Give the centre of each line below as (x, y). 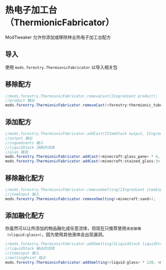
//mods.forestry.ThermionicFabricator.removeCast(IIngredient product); (82, 96)
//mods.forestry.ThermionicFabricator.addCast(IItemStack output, (75, 134)
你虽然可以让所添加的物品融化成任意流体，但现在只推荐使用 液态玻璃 (73, 228)
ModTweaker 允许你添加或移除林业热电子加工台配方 (58, 37)
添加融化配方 (25, 215)
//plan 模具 (17, 152)
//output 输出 (19, 138)
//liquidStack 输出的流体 (30, 249)
